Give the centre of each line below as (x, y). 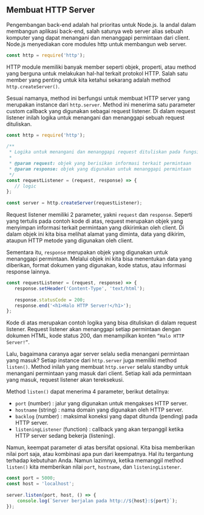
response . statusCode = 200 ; (50, 300)
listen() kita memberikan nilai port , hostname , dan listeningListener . (94, 467)
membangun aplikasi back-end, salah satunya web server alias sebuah (95, 31)
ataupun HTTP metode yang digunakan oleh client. (70, 240)
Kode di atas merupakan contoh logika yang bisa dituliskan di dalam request (102, 323)
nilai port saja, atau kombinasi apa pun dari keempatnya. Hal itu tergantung (100, 454)
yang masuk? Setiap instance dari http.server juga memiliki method (92, 360)
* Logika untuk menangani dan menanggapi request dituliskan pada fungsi (104, 152)
